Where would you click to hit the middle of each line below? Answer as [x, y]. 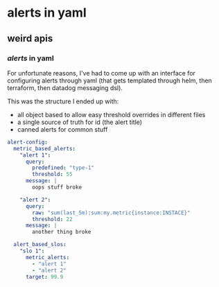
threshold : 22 [52, 219]
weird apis [30, 38]
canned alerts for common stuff [62, 129]
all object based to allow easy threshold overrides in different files [111, 114]
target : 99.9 [44, 277]
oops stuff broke [57, 187]
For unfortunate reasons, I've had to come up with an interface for [102, 73]
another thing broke [62, 232]
